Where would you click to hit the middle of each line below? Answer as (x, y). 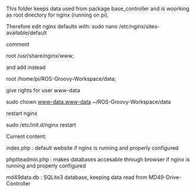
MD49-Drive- (165, 177)
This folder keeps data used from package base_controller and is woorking (98, 9)
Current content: (26, 136)
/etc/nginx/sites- (139, 26)
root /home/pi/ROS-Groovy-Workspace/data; (61, 79)
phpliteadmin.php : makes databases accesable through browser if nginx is (98, 159)
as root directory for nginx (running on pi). (58, 15)
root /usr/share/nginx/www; (40, 56)
